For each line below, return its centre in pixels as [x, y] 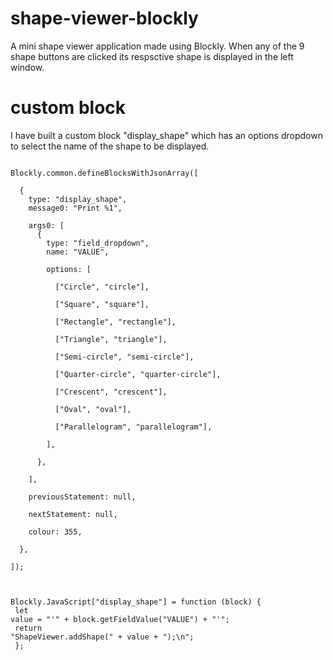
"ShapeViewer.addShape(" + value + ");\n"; [102, 637]
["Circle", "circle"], [102, 287]
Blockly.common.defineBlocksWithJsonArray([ [104, 173]
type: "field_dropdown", [98, 243]
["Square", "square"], [102, 304]
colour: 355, [55, 532]
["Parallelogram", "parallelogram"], [133, 427]
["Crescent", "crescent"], [111, 392]
